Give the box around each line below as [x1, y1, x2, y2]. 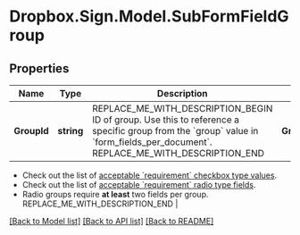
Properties [9, 61, 70, 76]
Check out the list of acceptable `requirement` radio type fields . [21, 180, 256, 189]
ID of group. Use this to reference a [92, 113, 239, 126]
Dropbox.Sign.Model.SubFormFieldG [9, 6, 289, 27]
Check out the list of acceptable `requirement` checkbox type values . [21, 170, 278, 180]
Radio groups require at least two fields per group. [21, 189, 209, 199]
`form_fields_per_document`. [92, 136, 212, 148]
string [57, 125, 84, 137]
